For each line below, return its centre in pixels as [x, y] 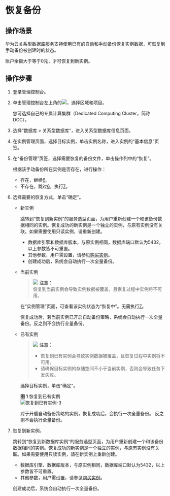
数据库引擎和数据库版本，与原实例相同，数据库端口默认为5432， [95, 242]
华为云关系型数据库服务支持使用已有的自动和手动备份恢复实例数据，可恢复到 [85, 44]
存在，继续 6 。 [35, 180]
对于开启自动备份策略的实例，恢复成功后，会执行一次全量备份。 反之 [92, 413]
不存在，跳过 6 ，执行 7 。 [45, 186]
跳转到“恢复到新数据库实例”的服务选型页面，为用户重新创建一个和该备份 [88, 441]
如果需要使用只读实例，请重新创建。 [67, 231]
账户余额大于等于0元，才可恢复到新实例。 [49, 61]
